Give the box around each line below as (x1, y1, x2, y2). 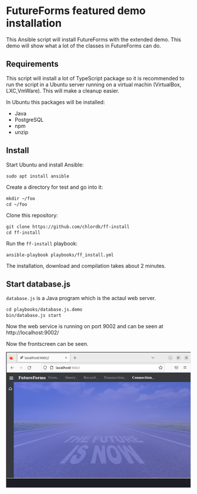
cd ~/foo (6, 201, 28, 207)
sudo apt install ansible (6, 173, 69, 179)
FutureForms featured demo (6, 4, 146, 18)
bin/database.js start (6, 312, 62, 319)
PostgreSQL (14, 116, 44, 123)
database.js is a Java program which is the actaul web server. (6, 295, 157, 302)
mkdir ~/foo (6, 195, 35, 202)
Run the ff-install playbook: (6, 240, 78, 247)
